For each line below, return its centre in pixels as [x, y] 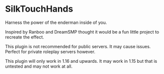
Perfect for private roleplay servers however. [50, 52]
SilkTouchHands [39, 9]
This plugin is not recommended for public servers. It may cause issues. [78, 46]
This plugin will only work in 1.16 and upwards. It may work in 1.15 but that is [81, 61]
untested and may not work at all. [39, 66]
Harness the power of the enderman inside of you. [56, 22]
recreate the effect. [25, 37]
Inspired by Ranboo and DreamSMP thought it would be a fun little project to [82, 32]
